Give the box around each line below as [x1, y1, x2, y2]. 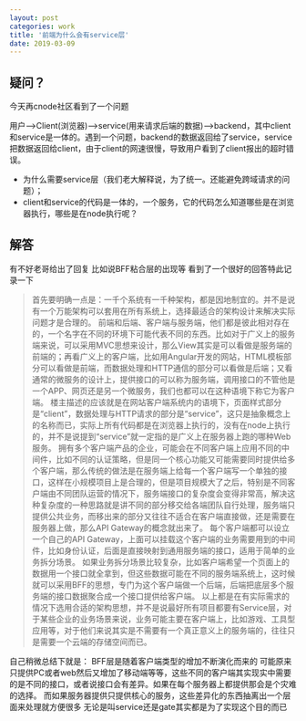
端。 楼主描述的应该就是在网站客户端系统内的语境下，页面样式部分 [31, 396, 282, 407]
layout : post [9, 13, 59, 23]
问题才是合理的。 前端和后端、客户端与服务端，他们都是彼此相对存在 [31, 317, 290, 328]
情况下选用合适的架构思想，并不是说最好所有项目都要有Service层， [31, 601, 284, 612]
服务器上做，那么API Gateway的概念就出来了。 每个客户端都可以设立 [31, 522, 290, 533]
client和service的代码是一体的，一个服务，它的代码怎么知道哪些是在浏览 [22, 197, 295, 208]
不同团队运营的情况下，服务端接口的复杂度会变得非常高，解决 [56, 487, 288, 498]
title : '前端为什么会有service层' [9, 30, 129, 39]
